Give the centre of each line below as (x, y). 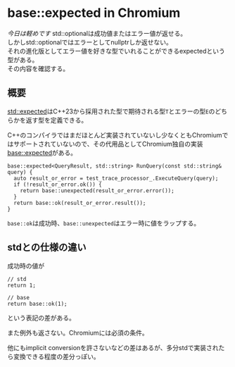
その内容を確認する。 (38, 68)
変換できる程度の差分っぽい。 (56, 356)
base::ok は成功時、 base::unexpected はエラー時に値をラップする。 (104, 223)
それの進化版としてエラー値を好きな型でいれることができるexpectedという (116, 51)
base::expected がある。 (42, 152)
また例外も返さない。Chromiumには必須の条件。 (78, 332)
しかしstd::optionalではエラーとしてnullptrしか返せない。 (90, 42)
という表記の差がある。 (41, 318)
